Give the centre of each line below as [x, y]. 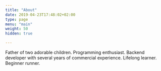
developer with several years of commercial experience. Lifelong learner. [81, 58]
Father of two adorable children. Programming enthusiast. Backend [75, 52]
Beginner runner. [23, 63]
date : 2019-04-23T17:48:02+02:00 [40, 15]
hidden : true [19, 33]
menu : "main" [19, 24]
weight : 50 [17, 29]
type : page [17, 19]
